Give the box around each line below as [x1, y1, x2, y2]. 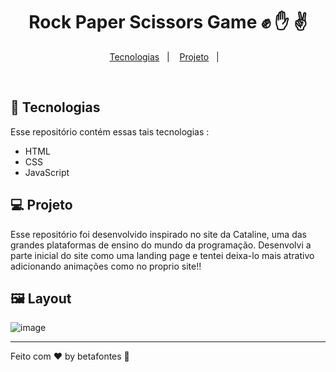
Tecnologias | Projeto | [109, 50, 220, 63]
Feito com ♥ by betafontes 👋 [10, 350, 130, 363]
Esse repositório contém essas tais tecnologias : [10, 125, 210, 138]
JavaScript [24, 166, 70, 178]
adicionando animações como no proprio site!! [10, 260, 202, 272]
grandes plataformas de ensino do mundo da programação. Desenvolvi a [10, 239, 312, 251]
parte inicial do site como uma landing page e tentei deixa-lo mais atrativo [10, 249, 315, 261]
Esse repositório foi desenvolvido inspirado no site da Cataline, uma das [10, 228, 307, 240]
